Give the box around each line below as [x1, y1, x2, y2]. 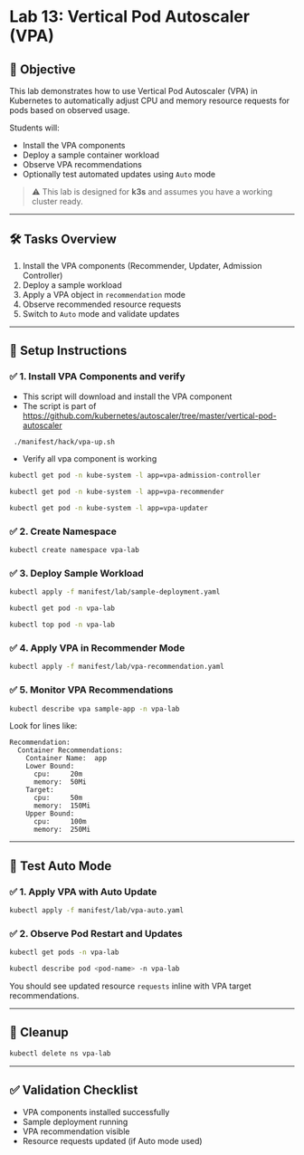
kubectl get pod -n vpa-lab [9, 604, 116, 613]
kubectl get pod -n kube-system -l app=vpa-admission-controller [9, 471, 261, 481]
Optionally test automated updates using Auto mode [22, 169, 216, 179]
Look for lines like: [9, 721, 78, 731]
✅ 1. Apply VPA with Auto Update [9, 885, 157, 898]
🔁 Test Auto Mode [9, 858, 112, 873]
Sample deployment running [22, 1116, 128, 1127]
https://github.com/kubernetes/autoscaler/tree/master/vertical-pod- [22, 410, 278, 421]
